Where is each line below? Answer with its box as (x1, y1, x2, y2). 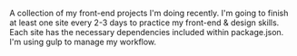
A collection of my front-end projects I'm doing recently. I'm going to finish (9, 8, 289, 18)
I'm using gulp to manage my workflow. (9, 36, 157, 47)
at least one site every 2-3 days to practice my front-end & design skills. (9, 17, 280, 28)
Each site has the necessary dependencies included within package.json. (9, 27, 284, 37)
